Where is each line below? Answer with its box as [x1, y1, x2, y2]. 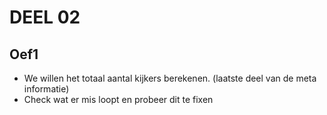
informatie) [23, 83, 70, 95]
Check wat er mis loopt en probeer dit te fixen [23, 94, 214, 105]
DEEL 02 [9, 6, 81, 29]
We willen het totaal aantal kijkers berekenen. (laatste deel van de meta [23, 72, 317, 84]
